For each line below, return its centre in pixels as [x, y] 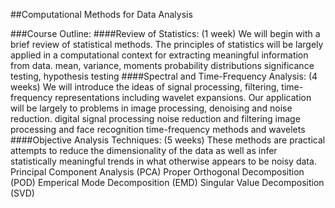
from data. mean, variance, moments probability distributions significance [162, 65]
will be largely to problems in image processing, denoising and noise [151, 108]
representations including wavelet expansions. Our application [183, 97]
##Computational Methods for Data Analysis [101, 14]
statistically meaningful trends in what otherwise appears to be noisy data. [163, 161]
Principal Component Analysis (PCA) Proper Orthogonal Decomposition [157, 172]
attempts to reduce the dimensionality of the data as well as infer [144, 150]
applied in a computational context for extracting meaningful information [159, 55]
